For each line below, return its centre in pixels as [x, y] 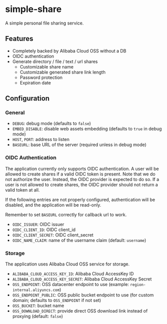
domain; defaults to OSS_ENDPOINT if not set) [57, 300]
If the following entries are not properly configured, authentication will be [80, 199]
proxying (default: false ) [38, 316]
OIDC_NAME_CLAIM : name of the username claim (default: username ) [79, 240]
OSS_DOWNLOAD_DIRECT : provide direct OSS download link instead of [80, 311]
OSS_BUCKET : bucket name [38, 305]
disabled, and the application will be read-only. [53, 205]
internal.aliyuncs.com [36, 290]
